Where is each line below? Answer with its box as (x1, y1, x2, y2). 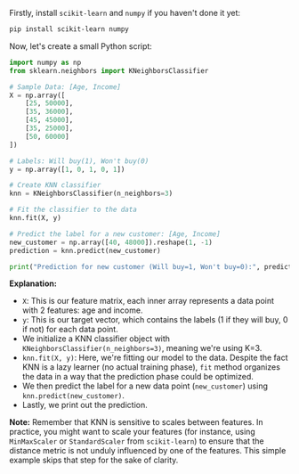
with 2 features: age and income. (21, 305, 143, 315)
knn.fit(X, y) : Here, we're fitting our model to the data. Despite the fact (21, 352, 288, 364)
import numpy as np (9, 58, 82, 67)
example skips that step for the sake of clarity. (9, 454, 179, 466)
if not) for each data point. (21, 324, 118, 335)
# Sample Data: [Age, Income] (9, 82, 122, 92)
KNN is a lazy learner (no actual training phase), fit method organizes (21, 362, 280, 372)
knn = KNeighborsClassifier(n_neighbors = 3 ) (9, 189, 174, 199)
